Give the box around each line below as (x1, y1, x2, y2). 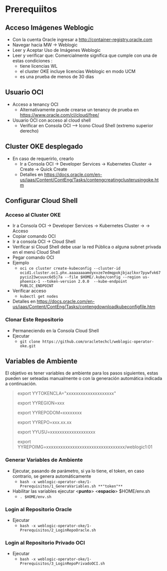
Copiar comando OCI (12, 233, 56, 239)
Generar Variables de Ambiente (5, 456, 83, 463)
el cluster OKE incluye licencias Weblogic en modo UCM (19, 68, 136, 74)
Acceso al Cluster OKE (5, 211, 61, 218)
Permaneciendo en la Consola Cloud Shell (12, 328, 99, 334)
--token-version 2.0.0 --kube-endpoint (42, 279, 128, 284)
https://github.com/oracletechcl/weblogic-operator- (42, 339, 155, 344)
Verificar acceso (12, 288, 46, 294)
